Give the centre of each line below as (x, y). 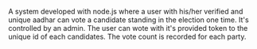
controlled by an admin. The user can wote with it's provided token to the (128, 28)
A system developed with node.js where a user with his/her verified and (126, 11)
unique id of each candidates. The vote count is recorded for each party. (127, 36)
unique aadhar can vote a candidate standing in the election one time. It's (128, 20)
